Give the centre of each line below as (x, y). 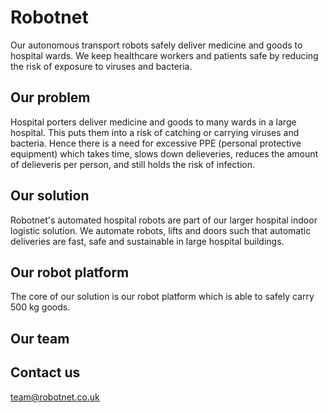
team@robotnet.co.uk (55, 397)
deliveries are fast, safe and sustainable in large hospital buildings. (147, 241)
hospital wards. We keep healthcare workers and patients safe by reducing (164, 55)
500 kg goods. (40, 307)
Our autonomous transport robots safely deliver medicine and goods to (156, 45)
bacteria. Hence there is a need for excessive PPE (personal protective (156, 143)
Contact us (45, 372)
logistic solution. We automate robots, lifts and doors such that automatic (161, 230)
